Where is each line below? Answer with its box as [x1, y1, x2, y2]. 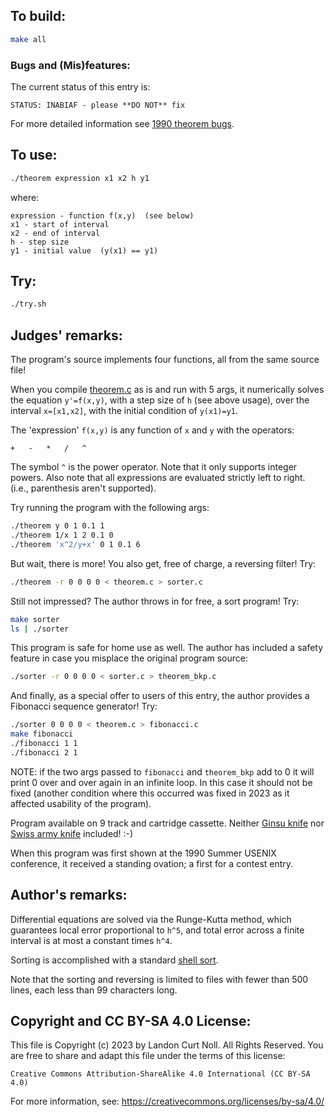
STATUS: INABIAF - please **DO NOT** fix [10, 100, 186, 110]
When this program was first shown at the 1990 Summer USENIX [10, 847, 277, 859]
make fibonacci [10, 729, 74, 739]
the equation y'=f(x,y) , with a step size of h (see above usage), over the [10, 394, 310, 406]
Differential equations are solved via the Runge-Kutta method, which [10, 913, 292, 925]
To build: [10, 8, 67, 25]
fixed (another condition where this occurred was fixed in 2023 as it [10, 787, 290, 799]
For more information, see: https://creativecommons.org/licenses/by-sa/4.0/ [10, 1095, 325, 1108]
